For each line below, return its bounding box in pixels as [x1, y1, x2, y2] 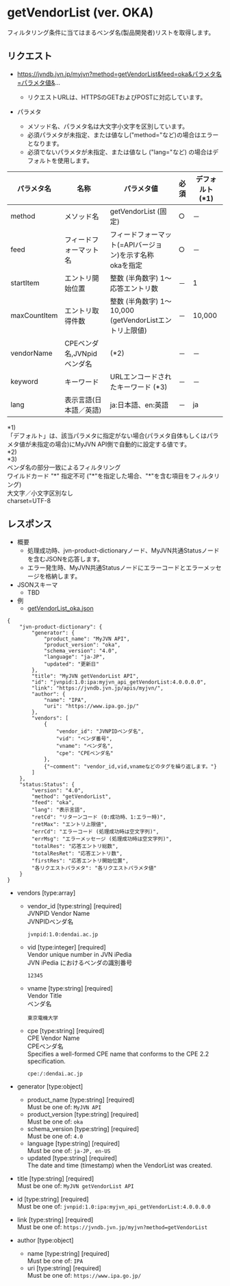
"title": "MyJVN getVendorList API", [31, 672, 139, 679]
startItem [10, 278, 40, 287]
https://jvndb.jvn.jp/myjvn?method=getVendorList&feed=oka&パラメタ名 [16, 70, 222, 78]
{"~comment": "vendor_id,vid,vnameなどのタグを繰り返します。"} [43, 763, 217, 770]
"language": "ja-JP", [43, 653, 106, 660]
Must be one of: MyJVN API [27, 1102, 101, 1111]
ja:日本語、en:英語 [110, 400, 169, 409]
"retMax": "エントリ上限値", [31, 821, 107, 827]
